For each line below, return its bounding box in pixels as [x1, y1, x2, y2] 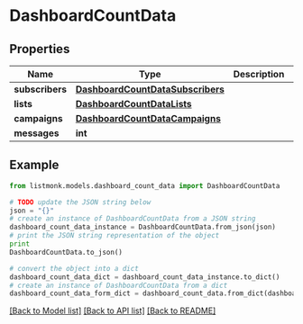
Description [233, 68, 285, 80]
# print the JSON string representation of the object [9, 231, 220, 240]
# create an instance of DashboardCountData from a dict [9, 281, 228, 290]
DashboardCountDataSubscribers [75, 83, 225, 95]
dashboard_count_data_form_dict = [9, 289, 140, 298]
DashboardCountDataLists [75, 98, 192, 110]
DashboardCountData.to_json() [9, 247, 124, 256]
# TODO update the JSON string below [9, 197, 151, 207]
